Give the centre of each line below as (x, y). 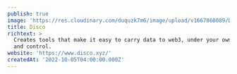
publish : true (28, 14)
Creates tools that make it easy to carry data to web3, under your (116, 40)
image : (17, 20)
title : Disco (26, 27)
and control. (33, 47)
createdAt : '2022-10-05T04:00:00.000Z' (66, 60)
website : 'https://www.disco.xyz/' (60, 54)
